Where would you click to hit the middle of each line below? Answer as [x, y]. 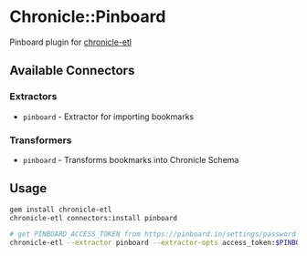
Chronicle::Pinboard [88, 17]
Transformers [41, 140]
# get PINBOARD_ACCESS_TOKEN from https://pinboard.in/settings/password [153, 234]
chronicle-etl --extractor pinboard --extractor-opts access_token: [143, 243]
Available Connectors [72, 71]
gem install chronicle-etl [61, 210]
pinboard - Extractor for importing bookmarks [108, 117]
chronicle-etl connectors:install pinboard [94, 218]
